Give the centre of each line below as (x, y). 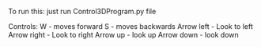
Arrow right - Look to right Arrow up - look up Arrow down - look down (123, 35)
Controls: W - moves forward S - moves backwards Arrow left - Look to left (130, 26)
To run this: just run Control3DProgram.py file (82, 11)
